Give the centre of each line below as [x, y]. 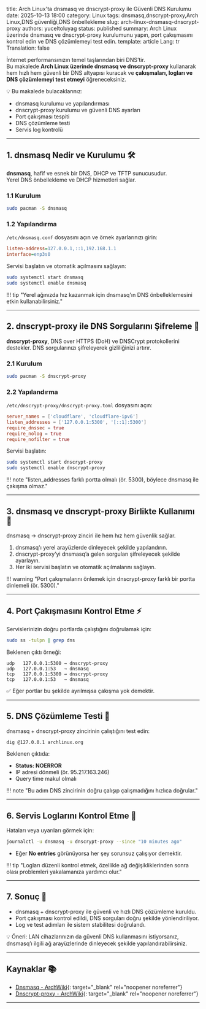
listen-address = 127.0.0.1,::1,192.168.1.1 [61, 249]
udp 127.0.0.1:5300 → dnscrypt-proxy [57, 663]
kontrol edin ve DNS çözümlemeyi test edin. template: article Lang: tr [93, 41]
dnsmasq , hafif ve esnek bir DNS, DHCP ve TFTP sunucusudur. [87, 173]
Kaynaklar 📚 [32, 969]
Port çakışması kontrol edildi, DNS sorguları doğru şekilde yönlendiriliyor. [107, 918]
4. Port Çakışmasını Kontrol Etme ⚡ [74, 611]
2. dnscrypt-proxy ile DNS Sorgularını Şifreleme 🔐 [103, 327]
